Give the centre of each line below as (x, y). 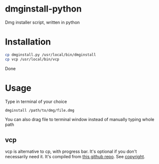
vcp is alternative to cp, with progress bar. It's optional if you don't (71, 151)
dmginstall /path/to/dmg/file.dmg (40, 110)
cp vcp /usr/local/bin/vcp (32, 59)
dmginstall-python (43, 9)
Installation (28, 42)
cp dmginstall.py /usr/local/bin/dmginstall (51, 55)
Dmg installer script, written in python (43, 22)
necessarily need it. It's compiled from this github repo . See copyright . (75, 157)
